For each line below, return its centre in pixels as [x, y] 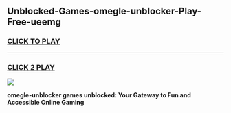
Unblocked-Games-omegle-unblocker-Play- [104, 11]
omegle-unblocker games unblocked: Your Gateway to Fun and [99, 95]
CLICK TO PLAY [34, 42]
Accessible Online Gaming [46, 102]
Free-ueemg [34, 22]
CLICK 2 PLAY [31, 67]
